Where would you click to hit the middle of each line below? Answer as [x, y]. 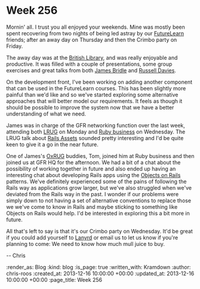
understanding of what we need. [46, 114]
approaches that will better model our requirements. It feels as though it [94, 101]
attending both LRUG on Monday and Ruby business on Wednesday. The [96, 132]
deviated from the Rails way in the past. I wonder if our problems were [93, 194]
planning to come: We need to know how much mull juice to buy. [86, 244]
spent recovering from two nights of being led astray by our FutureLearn [95, 33]
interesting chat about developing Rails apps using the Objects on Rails [93, 175]
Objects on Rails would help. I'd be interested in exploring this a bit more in [98, 213]
